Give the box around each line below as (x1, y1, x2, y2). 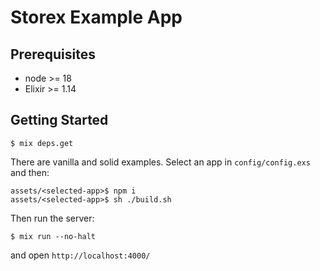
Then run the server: (10, 212, 95, 224)
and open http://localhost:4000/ (10, 249, 151, 261)
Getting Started (10, 112, 109, 129)
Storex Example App (10, 6, 183, 29)
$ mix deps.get (10, 138, 74, 148)
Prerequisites (10, 46, 96, 63)
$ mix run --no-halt (10, 231, 97, 241)
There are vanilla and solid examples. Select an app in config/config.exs (10, 156, 311, 168)
